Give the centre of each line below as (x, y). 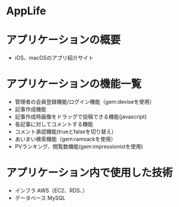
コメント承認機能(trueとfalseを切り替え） (66, 132)
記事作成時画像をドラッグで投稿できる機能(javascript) (81, 117)
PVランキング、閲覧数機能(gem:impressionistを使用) (79, 147)
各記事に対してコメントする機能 (54, 124)
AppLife (26, 11)
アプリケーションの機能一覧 (74, 84)
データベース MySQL (40, 198)
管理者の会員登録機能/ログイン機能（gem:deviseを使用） (85, 102)
